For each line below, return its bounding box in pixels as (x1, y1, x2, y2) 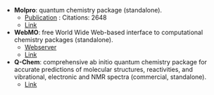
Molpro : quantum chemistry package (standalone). (13, 6, 163, 14)
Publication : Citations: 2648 (24, 13, 107, 22)
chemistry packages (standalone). (13, 36, 114, 44)
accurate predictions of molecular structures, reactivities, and (13, 66, 194, 73)
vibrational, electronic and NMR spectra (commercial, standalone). (13, 73, 206, 81)
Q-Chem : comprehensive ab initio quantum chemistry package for (13, 58, 208, 66)
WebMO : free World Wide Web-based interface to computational (13, 28, 203, 36)
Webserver (24, 43, 57, 51)
